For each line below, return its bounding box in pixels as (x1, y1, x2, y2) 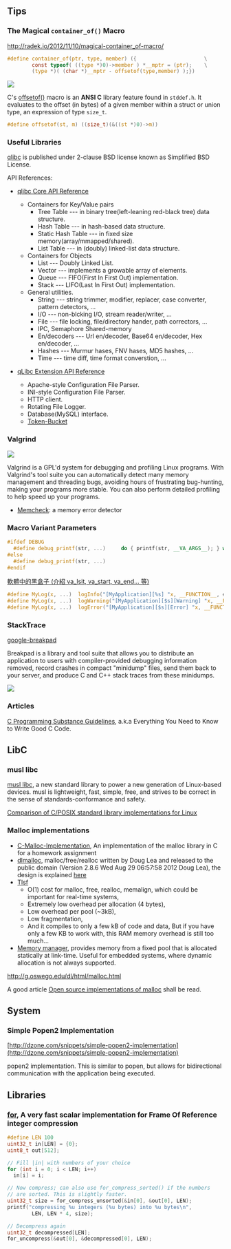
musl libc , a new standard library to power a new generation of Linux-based (7, 781, 222, 789)
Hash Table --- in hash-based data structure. (37, 222, 166, 231)
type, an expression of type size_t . (7, 108, 107, 116)
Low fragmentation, (27, 914, 83, 923)
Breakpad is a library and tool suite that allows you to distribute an (7, 649, 195, 658)
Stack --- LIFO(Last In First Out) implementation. (37, 281, 175, 289)
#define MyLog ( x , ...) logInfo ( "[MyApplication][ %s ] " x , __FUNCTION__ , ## (7, 591, 229, 598)
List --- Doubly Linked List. (37, 259, 114, 267)
